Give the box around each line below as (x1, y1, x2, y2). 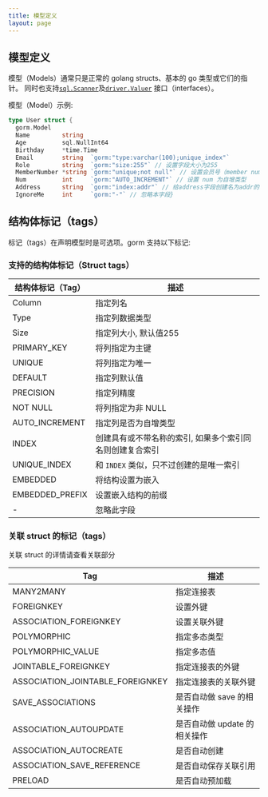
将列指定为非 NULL (95, 403, 167, 414)
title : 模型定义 (8, 11, 57, 20)
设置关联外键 (175, 616, 224, 628)
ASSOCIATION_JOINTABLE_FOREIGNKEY (12, 676, 168, 687)
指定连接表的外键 (175, 661, 240, 672)
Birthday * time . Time (15, 145, 98, 154)
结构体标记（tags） (8, 215, 105, 229)
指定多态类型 (175, 632, 224, 643)
